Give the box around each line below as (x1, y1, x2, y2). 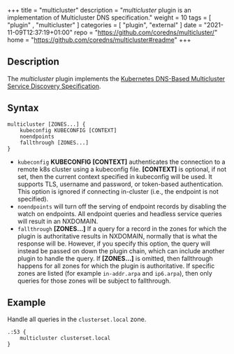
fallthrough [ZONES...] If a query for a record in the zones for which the (17, 224, 227, 233)
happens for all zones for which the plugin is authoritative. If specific (17, 262, 215, 270)
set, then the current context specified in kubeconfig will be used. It (17, 172, 213, 180)
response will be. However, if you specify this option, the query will (17, 239, 211, 248)
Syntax (7, 102, 39, 114)
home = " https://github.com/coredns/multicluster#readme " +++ (7, 36, 191, 44)
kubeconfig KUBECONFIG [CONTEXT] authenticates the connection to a (17, 157, 226, 166)
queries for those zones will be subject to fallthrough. (17, 276, 171, 285)
